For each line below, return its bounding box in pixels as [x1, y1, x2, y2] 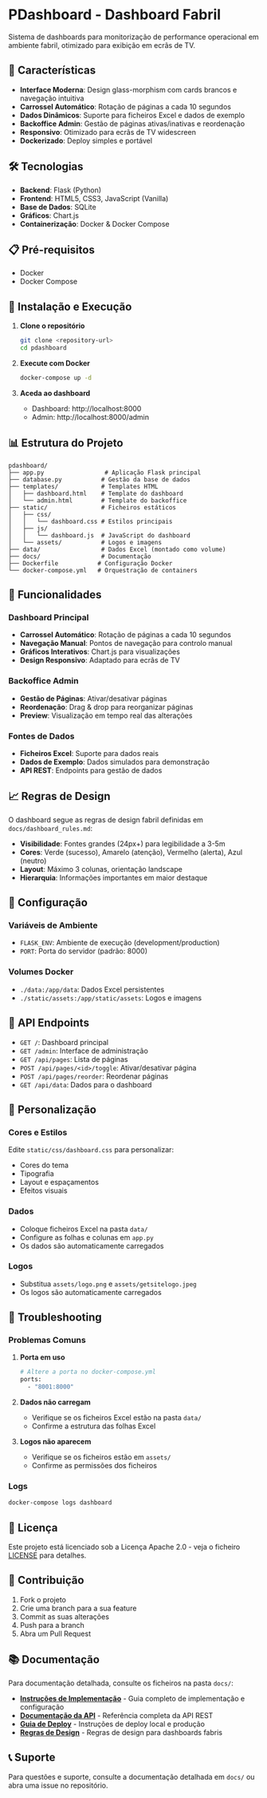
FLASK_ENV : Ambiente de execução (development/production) [19, 938, 221, 948]
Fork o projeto [19, 1594, 66, 1604]
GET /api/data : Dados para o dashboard [19, 1079, 152, 1089]
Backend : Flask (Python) [19, 185, 102, 195]
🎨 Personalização [8, 1103, 97, 1116]
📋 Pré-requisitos [8, 243, 96, 256]
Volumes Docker [8, 966, 74, 977]
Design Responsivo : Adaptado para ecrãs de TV [19, 655, 181, 665]
